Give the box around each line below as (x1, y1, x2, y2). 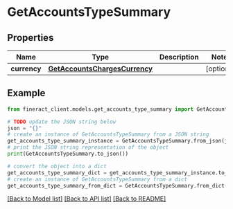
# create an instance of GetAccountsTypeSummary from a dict (7, 176, 188, 183)
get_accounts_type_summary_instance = (7, 138, 119, 145)
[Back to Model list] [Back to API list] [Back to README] (7, 194, 166, 203)
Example (7, 87, 46, 99)
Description (159, 53, 199, 62)
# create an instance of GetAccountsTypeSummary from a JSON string (7, 131, 209, 138)
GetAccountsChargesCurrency (48, 64, 153, 73)
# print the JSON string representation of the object (7, 144, 169, 151)
